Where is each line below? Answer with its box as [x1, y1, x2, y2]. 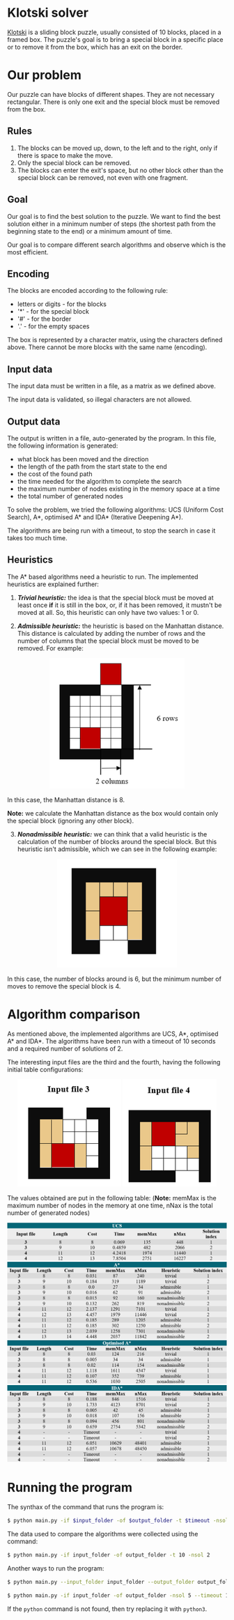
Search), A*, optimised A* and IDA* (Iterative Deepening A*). [7, 512, 183, 521]
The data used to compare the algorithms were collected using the [7, 1529, 198, 1538]
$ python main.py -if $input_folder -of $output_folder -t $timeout [7, 1518, 210, 1525]
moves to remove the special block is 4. [7, 981, 121, 991]
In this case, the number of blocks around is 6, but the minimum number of [7, 975, 221, 983]
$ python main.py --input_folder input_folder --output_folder [7, 1578, 195, 1585]
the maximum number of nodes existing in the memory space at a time [17, 484, 221, 493]
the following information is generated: [7, 441, 118, 450]
